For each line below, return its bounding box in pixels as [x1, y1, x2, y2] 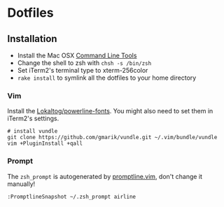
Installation [7, 33, 57, 45]
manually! [7, 180, 36, 188]
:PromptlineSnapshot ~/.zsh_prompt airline [7, 193, 136, 200]
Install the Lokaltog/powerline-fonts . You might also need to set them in [7, 107, 213, 115]
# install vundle [7, 128, 58, 135]
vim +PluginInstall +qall [7, 140, 83, 148]
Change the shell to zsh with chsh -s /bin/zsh [17, 59, 152, 67]
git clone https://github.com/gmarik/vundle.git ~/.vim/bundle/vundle [7, 134, 218, 141]
